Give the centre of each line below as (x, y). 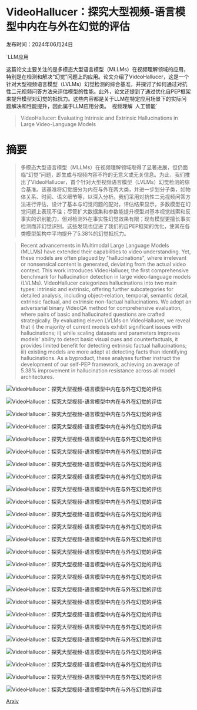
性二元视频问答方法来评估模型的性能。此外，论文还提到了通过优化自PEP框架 (98, 91)
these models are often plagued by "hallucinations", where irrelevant (103, 257)
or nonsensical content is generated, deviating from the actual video (103, 264)
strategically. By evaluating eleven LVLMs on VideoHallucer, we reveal (105, 320)
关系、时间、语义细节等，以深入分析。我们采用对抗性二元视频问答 (106, 197)
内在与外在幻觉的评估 (79, 27)
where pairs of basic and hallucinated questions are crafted (93, 314)
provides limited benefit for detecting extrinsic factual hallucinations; (103, 345)
